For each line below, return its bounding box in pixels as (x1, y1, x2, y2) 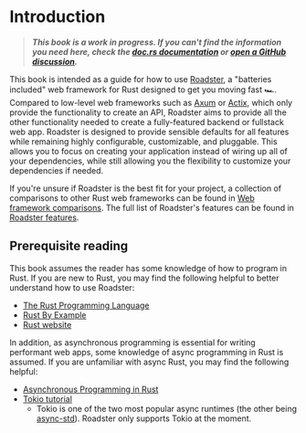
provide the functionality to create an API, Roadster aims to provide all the (9, 107, 288, 118)
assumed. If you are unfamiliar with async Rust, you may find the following (9, 356, 290, 367)
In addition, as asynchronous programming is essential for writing (9, 336, 256, 348)
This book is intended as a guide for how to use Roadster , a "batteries (9, 73, 272, 84)
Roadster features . (9, 212, 79, 223)
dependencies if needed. (9, 164, 104, 175)
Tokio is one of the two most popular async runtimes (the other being (36, 403, 297, 414)
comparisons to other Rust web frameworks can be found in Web (9, 192, 255, 203)
